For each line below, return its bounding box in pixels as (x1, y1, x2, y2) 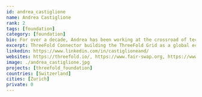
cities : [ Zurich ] (6, 76, 50, 82)
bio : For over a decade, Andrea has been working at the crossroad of (6, 37, 187, 43)
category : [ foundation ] (6, 31, 66, 37)
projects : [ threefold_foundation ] (6, 64, 93, 71)
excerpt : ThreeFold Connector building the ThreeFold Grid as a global (6, 43, 189, 49)
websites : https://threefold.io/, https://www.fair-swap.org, (6, 54, 165, 60)
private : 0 (6, 82, 34, 88)
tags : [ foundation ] (6, 25, 55, 32)
